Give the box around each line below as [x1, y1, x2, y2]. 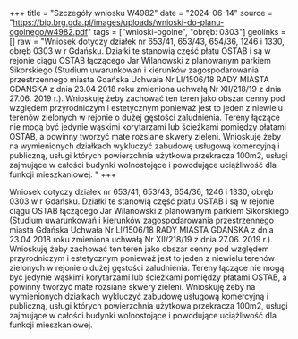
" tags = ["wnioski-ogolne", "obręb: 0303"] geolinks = [87, 27, 286, 37]
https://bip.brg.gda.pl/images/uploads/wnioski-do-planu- [13, 17, 225, 28]
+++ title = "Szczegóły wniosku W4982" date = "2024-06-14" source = [9, 8, 273, 18]
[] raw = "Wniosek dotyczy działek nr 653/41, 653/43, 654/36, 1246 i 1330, [9, 36, 285, 47]
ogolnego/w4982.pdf [9, 27, 88, 37]
